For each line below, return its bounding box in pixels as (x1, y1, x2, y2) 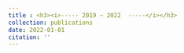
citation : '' (8, 33, 51, 41)
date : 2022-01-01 (8, 26, 65, 34)
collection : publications (8, 19, 93, 26)
